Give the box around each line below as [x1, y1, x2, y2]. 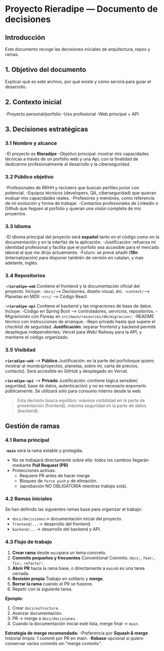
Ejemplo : [5, 595, 23, 601]
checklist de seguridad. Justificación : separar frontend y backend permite [5, 324, 156, 330]
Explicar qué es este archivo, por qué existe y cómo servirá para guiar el [5, 78, 151, 84]
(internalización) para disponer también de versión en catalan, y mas [5, 254, 143, 260]
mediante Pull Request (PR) [12, 462, 69, 468]
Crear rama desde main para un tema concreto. [12, 549, 107, 556]
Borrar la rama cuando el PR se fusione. [12, 581, 94, 586]
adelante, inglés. [5, 260, 38, 266]
